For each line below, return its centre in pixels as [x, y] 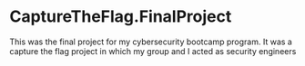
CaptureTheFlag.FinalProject [121, 17]
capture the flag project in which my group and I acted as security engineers [153, 51]
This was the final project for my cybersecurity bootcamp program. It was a [151, 42]
